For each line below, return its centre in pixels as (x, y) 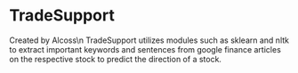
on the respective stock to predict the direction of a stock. (116, 59)
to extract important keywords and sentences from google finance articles (145, 49)
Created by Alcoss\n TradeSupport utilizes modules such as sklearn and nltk (149, 40)
